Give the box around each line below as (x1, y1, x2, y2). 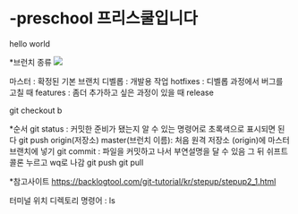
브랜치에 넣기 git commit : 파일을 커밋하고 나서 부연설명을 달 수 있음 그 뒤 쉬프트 (9, 145, 289, 157)
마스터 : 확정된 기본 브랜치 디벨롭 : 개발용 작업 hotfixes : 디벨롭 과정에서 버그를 (9, 75, 284, 86)
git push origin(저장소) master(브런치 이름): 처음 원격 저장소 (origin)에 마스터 (18, 134, 290, 145)
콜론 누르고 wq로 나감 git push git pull (9, 157, 144, 167)
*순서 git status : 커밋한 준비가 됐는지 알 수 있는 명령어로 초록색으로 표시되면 (9, 123, 276, 134)
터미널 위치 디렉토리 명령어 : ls (9, 194, 116, 206)
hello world (9, 38, 51, 49)
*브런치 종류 (9, 56, 52, 67)
